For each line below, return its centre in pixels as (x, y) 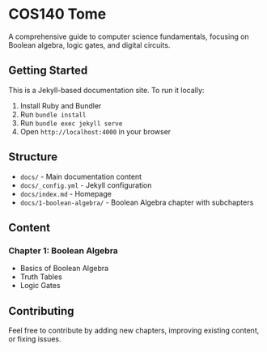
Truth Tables (41, 277)
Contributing (41, 311)
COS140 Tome (57, 14)
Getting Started (48, 71)
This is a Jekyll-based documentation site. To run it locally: (106, 90)
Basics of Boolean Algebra (64, 269)
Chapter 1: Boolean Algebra (64, 250)
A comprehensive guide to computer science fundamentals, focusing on (129, 36)
